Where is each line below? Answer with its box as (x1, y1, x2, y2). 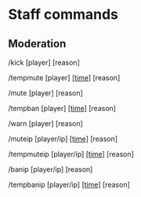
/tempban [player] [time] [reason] (8, 104, 116, 113)
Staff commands (8, 6, 119, 24)
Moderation (8, 37, 67, 50)
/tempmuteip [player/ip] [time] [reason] (8, 150, 135, 158)
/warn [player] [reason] (8, 119, 84, 128)
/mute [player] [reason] (8, 88, 84, 98)
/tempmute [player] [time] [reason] (8, 73, 121, 82)
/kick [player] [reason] (8, 58, 81, 67)
